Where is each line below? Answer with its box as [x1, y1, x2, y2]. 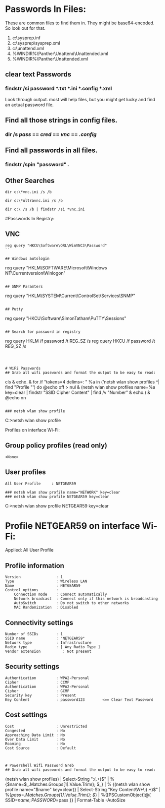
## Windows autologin [5, 256, 50, 261]
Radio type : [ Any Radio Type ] [5, 645, 100, 650]
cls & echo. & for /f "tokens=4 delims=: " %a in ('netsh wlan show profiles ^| [5, 378, 160, 385]
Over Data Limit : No [5, 737, 65, 742]
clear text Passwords [5, 70, 72, 79]
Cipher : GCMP [5, 688, 70, 693]
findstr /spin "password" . [5, 161, 70, 168]
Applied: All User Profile [5, 547, 54, 553]
